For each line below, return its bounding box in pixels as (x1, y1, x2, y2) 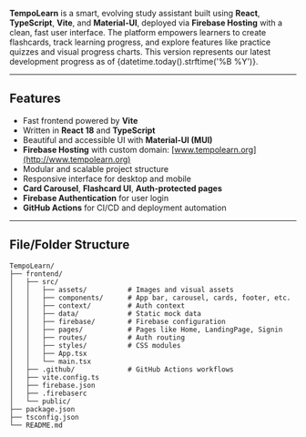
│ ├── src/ (9, 277, 59, 286)
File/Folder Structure (9, 237, 130, 253)
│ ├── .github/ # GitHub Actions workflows (9, 364, 234, 374)
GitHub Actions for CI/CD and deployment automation (22, 202, 227, 213)
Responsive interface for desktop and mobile (22, 173, 191, 184)
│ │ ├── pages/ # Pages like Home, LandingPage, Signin (9, 325, 283, 334)
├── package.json (9, 404, 76, 413)
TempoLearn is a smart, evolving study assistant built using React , (9, 8, 260, 18)
